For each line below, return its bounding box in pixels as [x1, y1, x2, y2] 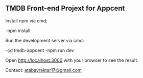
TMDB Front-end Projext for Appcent [5, 4, 125, 13]
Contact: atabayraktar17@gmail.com [5, 67, 82, 73]
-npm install [5, 28, 31, 34]
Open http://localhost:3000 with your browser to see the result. [5, 57, 139, 63]
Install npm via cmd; [5, 17, 47, 23]
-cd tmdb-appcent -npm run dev [5, 47, 74, 53]
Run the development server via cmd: [5, 37, 84, 43]
